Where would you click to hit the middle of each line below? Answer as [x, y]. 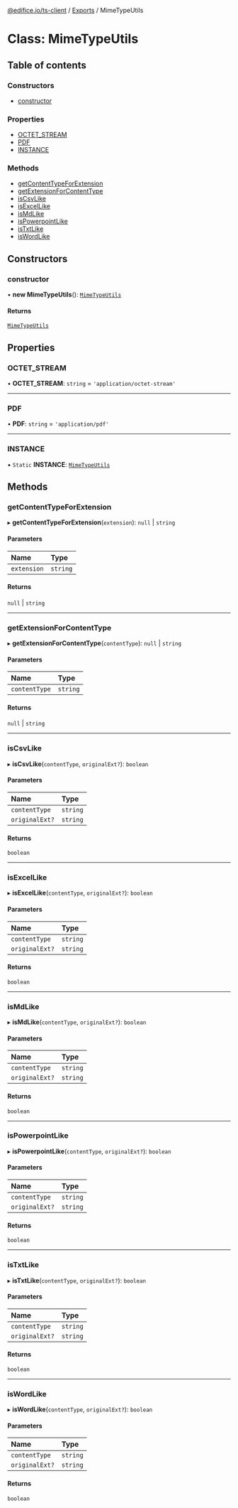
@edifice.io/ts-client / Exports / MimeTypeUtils [75, 10]
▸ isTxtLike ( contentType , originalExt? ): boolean [77, 1280]
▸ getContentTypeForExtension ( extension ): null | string [91, 522]
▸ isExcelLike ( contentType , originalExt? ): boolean [80, 893]
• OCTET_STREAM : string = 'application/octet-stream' [91, 384]
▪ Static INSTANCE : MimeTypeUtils [59, 464]
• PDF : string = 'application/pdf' [58, 424]
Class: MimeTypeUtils [73, 39]
